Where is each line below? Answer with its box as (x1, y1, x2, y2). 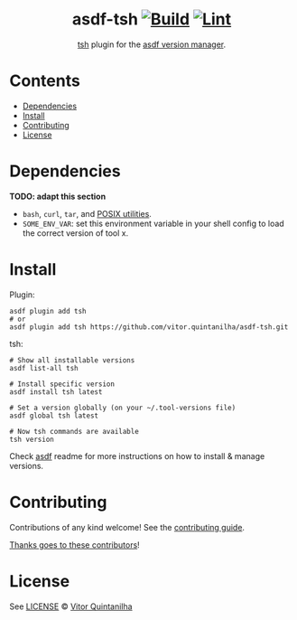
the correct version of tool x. (22, 227, 129, 239)
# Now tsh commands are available (9, 427, 140, 436)
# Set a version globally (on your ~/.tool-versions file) (9, 403, 237, 412)
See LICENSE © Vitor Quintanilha (9, 601, 133, 612)
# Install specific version (9, 380, 116, 389)
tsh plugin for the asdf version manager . (77, 39, 227, 50)
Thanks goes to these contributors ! (9, 539, 140, 550)
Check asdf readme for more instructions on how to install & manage (9, 450, 265, 461)
